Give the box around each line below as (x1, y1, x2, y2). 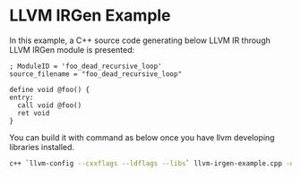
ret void (17, 108, 50, 117)
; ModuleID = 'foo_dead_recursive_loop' (9, 62, 163, 71)
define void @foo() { (9, 85, 90, 94)
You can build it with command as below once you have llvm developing (9, 131, 275, 143)
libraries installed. (9, 141, 74, 152)
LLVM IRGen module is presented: (9, 44, 135, 55)
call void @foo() (17, 100, 82, 110)
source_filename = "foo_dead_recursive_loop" (9, 69, 182, 79)
